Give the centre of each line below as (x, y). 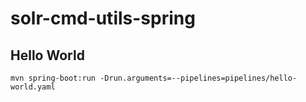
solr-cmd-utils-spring (103, 18)
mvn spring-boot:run (53, 78)
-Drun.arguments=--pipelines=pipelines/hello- (198, 78)
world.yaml (33, 87)
